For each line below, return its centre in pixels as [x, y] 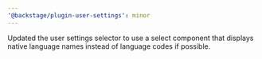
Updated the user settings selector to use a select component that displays [131, 38]
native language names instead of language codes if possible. [109, 46]
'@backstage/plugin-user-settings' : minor [79, 15]
